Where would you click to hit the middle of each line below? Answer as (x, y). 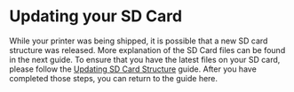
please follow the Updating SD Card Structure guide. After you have (133, 69)
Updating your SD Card (96, 16)
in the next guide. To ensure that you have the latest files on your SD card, (145, 59)
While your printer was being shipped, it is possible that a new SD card (139, 41)
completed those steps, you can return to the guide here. (114, 78)
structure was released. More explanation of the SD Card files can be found (147, 50)
